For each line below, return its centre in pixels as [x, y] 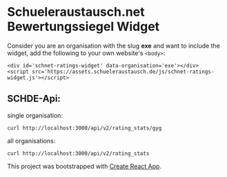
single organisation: [35, 115]
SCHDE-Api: [34, 99]
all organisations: [31, 140]
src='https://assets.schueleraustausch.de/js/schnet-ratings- [123, 72]
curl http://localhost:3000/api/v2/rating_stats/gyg [85, 128]
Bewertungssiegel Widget [83, 27]
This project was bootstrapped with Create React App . [85, 166]
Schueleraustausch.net [76, 12]
